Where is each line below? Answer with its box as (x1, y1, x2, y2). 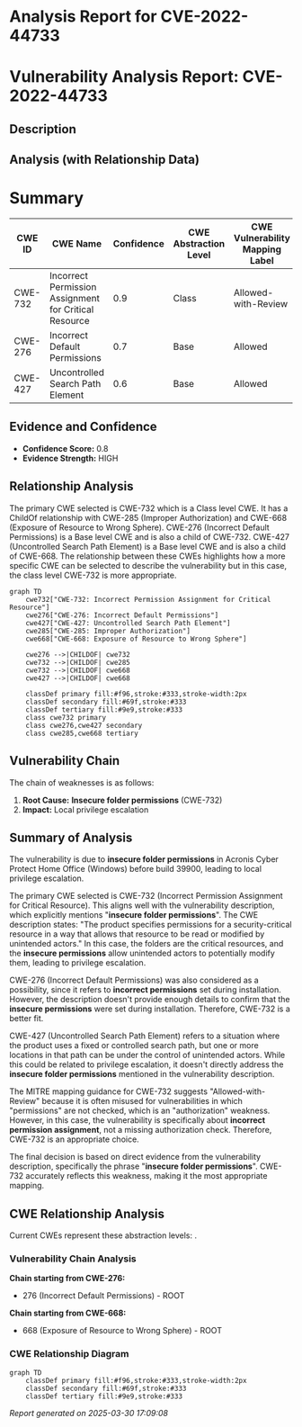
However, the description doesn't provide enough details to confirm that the (9, 994, 290, 1005)
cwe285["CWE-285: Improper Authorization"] (25, 626, 191, 635)
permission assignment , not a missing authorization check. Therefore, (9, 1125, 272, 1135)
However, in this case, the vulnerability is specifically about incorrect (9, 1115, 266, 1126)
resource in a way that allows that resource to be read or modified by (9, 929, 265, 939)
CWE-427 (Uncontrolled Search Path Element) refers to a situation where (9, 1030, 280, 1041)
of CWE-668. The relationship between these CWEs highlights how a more (9, 551, 286, 561)
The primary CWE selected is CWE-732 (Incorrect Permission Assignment (9, 891, 283, 902)
